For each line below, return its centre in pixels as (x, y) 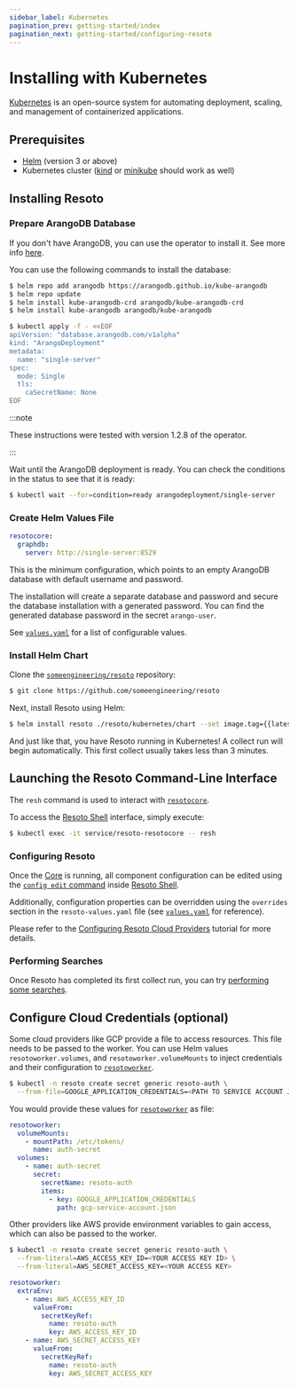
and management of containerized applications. (97, 112)
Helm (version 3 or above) (70, 162)
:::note (21, 418)
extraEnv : (35, 1291)
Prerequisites (47, 140)
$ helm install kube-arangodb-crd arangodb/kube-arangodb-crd (126, 303)
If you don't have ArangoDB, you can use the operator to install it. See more (147, 243)
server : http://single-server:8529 (91, 552)
